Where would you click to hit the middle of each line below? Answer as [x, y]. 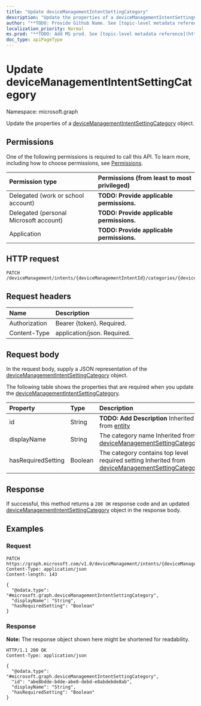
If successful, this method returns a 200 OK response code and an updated [98, 504]
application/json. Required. [93, 333]
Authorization [28, 323]
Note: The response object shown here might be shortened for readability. [98, 639]
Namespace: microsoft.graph [42, 111]
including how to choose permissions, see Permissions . [75, 163]
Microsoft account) [36, 220]
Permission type [33, 181]
